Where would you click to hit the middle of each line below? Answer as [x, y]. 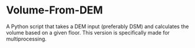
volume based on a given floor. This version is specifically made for [88, 32]
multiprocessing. [27, 39]
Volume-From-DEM [54, 10]
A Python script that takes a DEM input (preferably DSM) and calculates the [97, 26]
